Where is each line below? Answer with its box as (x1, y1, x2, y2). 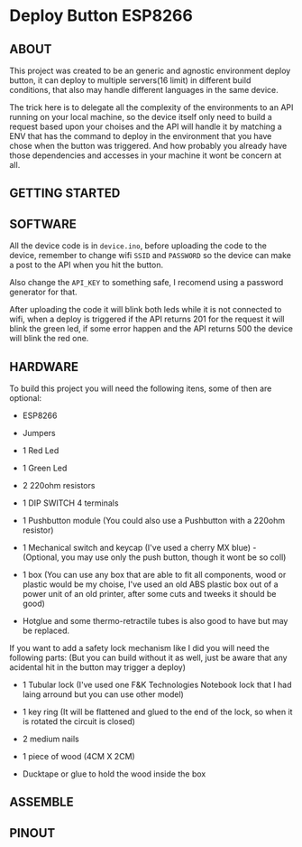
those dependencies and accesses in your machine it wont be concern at (9, 150, 282, 161)
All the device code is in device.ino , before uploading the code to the (9, 240, 268, 251)
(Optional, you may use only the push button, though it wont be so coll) (22, 552, 287, 563)
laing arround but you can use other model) (22, 689, 185, 700)
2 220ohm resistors (22, 480, 96, 491)
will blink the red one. (9, 333, 89, 344)
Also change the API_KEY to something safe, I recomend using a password (9, 277, 284, 288)
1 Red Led (22, 445, 59, 456)
